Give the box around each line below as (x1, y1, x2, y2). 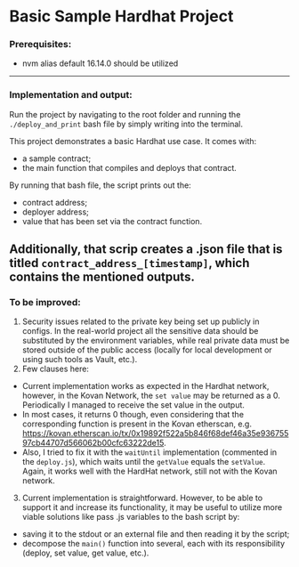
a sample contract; (21, 153, 92, 164)
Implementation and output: (9, 89, 133, 101)
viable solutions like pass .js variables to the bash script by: (21, 512, 240, 522)
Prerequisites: (9, 38, 72, 51)
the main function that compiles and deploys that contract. (21, 162, 238, 173)
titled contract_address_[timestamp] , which (9, 255, 250, 271)
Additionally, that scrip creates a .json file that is (9, 242, 283, 257)
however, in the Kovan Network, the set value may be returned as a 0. (21, 390, 280, 401)
